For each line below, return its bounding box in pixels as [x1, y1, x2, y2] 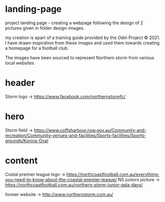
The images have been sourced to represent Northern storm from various [5, 54, 155, 60]
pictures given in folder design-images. [5, 25, 85, 31]
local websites [5, 60, 34, 66]
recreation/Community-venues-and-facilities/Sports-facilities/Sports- [5, 132, 146, 138]
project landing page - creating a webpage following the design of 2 [5, 20, 143, 26]
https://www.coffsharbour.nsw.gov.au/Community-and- [33, 127, 147, 133]
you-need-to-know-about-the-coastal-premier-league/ [5, 176, 117, 182]
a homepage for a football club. [5, 45, 69, 51]
